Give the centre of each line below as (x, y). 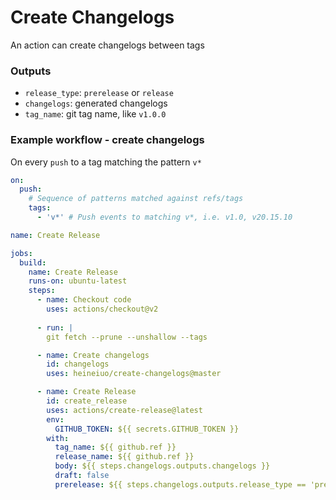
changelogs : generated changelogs (96, 103)
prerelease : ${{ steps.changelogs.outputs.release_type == (180, 484)
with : (58, 438)
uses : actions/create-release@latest (124, 410)
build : (33, 262)
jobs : (21, 253)
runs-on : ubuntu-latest (78, 281)
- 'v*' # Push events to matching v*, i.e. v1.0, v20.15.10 (164, 217)
